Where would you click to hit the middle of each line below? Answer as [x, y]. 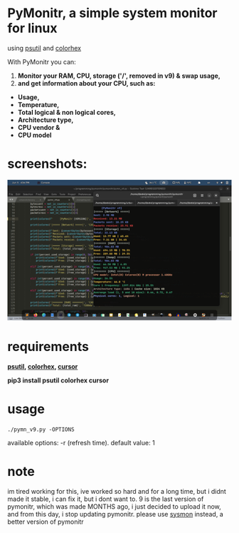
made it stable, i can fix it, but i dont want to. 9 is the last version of [106, 499]
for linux [33, 28]
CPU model [34, 135]
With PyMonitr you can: [42, 61]
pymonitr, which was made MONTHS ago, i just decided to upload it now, [115, 506]
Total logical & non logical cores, [67, 112]
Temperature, [38, 104]
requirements [48, 347]
